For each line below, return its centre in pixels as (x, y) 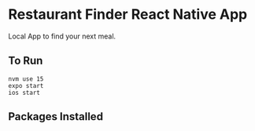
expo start (26, 86)
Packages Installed (56, 116)
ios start (24, 93)
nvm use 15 (26, 79)
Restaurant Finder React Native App (128, 15)
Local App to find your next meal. (62, 36)
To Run (26, 61)
